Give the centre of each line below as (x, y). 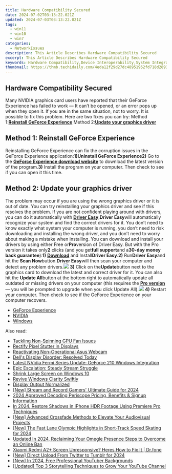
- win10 (18, 34)
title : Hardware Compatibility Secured (48, 10)
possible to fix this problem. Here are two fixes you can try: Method (76, 116)
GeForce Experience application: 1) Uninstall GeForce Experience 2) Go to (82, 156)
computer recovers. (26, 300)
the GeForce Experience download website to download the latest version (84, 161)
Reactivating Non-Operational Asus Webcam (60, 352)
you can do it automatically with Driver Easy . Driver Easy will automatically (83, 217)
